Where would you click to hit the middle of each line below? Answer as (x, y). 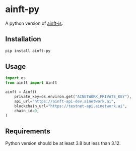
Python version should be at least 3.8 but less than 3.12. (63, 143)
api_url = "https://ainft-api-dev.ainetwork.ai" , (65, 101)
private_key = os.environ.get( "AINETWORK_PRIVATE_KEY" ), (73, 97)
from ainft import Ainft (31, 83)
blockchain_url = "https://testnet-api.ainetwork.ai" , (71, 106)
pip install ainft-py (28, 51)
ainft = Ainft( (21, 92)
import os (16, 78)
